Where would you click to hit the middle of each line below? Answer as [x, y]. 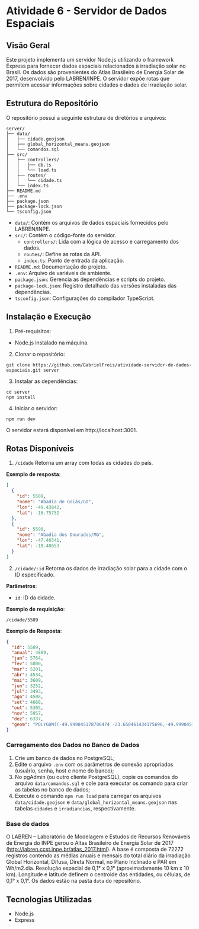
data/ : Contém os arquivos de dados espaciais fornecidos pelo [92, 222]
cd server [18, 392]
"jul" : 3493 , [28, 691]
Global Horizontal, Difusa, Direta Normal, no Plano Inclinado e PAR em [91, 862]
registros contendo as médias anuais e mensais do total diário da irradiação [99, 855]
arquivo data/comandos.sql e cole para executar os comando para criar [101, 783]
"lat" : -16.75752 [38, 513]
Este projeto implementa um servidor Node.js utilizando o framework [90, 60]
